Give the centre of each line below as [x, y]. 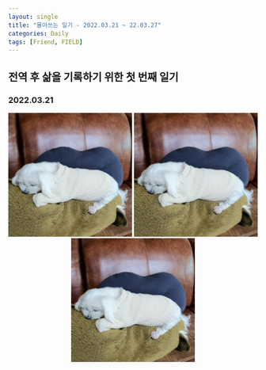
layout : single [33, 17]
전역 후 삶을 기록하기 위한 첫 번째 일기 [93, 76]
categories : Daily [38, 33]
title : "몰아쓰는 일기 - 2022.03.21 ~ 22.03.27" [85, 25]
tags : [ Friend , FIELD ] [46, 42]
